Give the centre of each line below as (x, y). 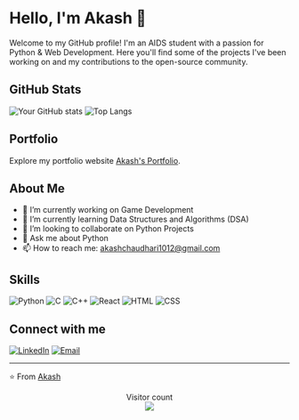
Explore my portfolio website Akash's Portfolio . (95, 160)
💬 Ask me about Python (65, 238)
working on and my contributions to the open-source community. (129, 61)
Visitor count (149, 397)
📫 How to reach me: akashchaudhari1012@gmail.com (121, 248)
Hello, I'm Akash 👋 (78, 18)
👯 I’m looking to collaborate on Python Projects (108, 229)
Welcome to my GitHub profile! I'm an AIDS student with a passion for (137, 43)
